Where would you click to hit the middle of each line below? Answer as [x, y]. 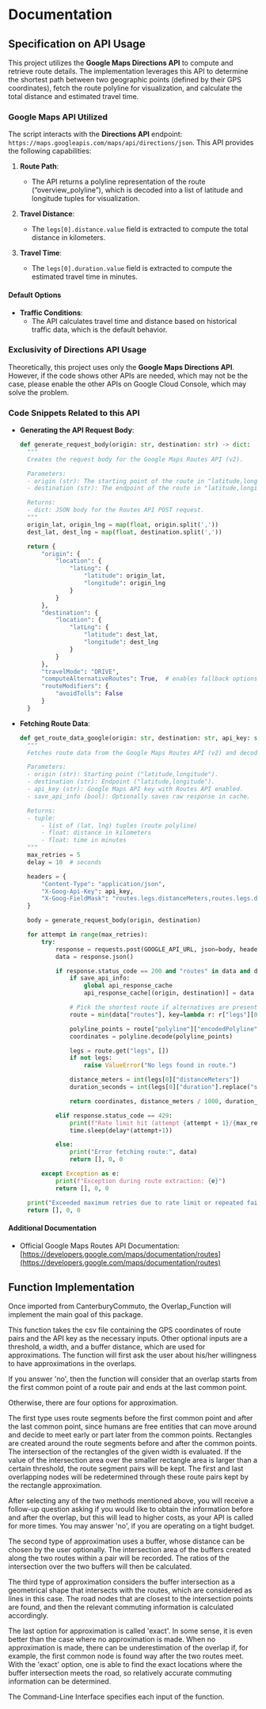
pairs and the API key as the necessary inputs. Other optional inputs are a [128, 1338]
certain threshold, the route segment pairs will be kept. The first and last [126, 1469]
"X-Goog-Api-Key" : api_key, [87, 891]
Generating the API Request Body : [77, 430]
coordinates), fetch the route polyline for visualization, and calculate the [125, 88]
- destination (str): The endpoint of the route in [114, 489]
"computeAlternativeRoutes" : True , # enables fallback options [149, 679]
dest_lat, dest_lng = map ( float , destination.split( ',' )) [125, 532]
